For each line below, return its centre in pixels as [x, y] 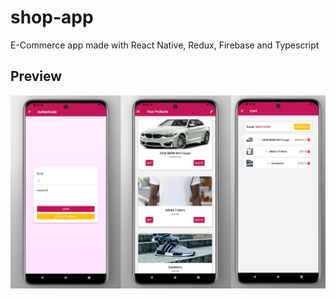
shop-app [52, 17]
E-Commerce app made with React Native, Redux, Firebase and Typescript [165, 45]
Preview [36, 76]
